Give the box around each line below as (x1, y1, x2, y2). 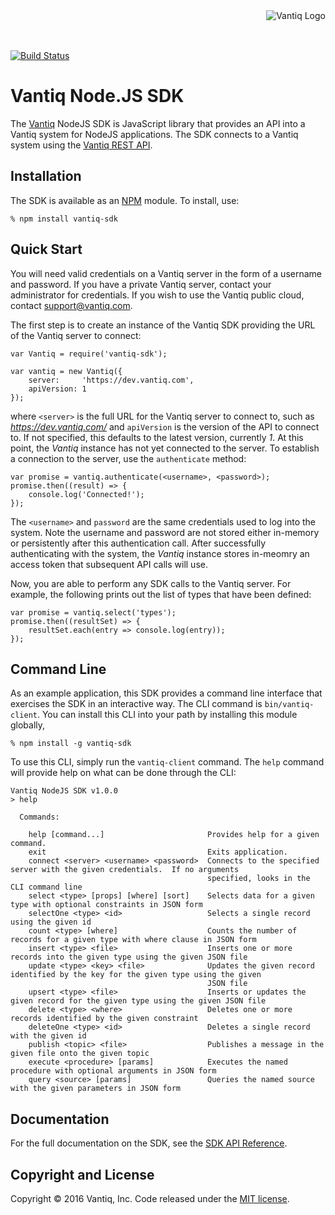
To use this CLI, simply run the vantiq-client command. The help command (10, 756, 325, 768)
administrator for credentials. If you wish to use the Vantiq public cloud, (10, 289, 305, 301)
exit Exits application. (28, 847, 288, 858)
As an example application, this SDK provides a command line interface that (10, 687, 323, 699)
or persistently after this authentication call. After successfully (10, 537, 267, 549)
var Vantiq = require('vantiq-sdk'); (10, 349, 168, 359)
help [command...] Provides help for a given (28, 830, 320, 840)
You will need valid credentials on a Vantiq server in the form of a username (10, 267, 322, 279)
